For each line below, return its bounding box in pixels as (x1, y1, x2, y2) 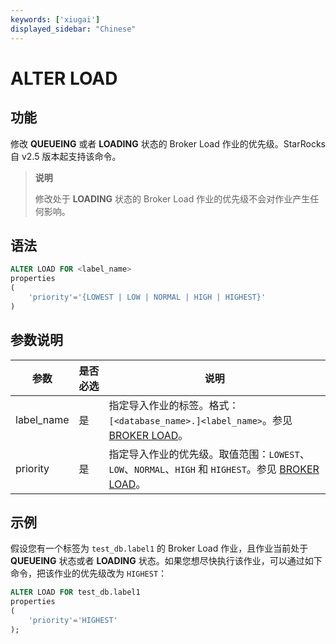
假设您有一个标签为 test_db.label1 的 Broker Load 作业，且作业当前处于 (10, 542, 309, 555)
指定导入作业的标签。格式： (108, 398, 240, 412)
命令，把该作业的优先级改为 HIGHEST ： (10, 567, 168, 580)
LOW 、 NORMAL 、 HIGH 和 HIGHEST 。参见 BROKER (108, 462, 320, 476)
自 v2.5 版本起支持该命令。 (10, 150, 122, 162)
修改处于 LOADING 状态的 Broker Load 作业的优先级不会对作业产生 (34, 192, 311, 205)
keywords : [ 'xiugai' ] (10, 14, 101, 25)
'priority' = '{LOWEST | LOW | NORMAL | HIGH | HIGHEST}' (28, 292, 267, 302)
